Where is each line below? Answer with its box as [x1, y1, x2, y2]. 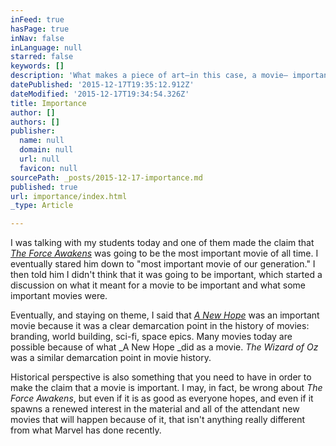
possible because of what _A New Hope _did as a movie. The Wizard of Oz [10, 341, 319, 353]
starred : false [10, 52, 74, 62]
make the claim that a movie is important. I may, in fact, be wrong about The [10, 382, 323, 394]
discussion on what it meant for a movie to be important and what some [10, 279, 306, 291]
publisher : [10, 126, 56, 136]
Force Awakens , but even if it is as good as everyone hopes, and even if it [10, 392, 314, 405]
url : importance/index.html [10, 191, 128, 201]
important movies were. [10, 290, 108, 302]
